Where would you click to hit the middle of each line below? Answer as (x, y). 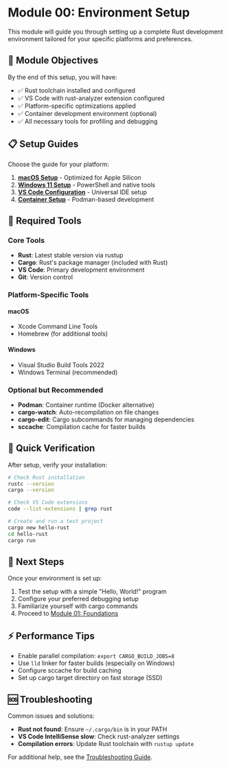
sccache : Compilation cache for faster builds (82, 426)
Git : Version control (45, 277)
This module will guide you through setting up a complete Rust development (115, 32)
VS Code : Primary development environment (81, 270)
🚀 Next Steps (36, 562)
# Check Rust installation (46, 477)
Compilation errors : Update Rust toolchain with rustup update (106, 744)
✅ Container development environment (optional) (87, 113)
